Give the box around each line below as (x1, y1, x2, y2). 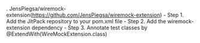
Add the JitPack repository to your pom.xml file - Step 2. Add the (6, 18, 166, 24)
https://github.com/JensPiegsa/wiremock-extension (32, 11, 160, 19)
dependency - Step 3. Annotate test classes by (32, 24, 148, 31)
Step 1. (167, 11, 184, 19)
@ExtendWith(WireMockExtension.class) (6, 30, 108, 38)
